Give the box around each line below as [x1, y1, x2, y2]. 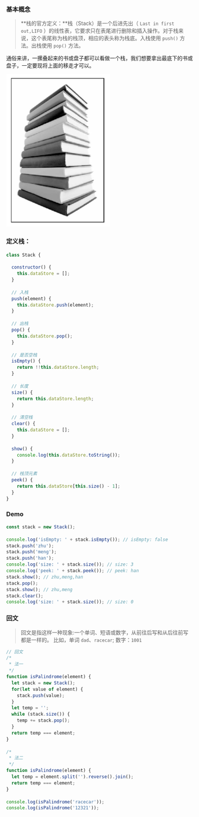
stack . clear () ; [6, 593, 44, 599]
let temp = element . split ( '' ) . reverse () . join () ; [11, 774, 134, 780]
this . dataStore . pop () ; [17, 333, 73, 339]
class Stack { [6, 252, 41, 258]
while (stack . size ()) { [11, 711, 70, 717]
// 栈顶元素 [11, 471, 37, 477]
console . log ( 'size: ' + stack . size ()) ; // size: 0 [6, 599, 134, 605]
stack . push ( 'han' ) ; [6, 556, 54, 561]
